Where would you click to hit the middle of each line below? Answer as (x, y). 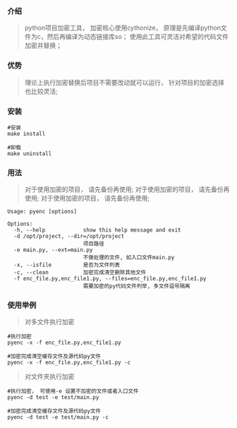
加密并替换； (43, 46)
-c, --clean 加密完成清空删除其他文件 (80, 273)
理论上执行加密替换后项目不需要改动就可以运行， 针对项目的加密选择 (124, 82)
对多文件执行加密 (49, 322)
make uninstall (30, 153)
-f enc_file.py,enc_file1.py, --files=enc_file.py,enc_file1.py (110, 279)
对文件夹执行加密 (49, 376)
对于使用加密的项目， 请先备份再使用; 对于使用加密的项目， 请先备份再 (127, 189)
